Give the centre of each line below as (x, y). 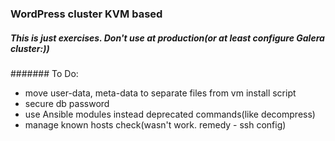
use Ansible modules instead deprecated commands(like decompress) (170, 114)
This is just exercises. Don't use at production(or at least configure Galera (167, 38)
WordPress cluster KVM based (86, 14)
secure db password (67, 103)
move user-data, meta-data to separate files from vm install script (160, 93)
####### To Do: (44, 73)
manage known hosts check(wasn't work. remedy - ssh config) (155, 124)
